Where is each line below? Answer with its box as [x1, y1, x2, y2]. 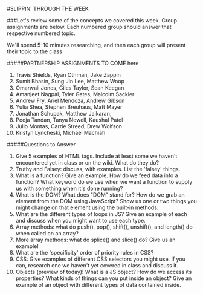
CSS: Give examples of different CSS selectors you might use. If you [15, 255, 186, 263]
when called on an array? [15, 230, 79, 237]
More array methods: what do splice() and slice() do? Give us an [15, 236, 176, 243]
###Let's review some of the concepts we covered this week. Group [7, 17, 178, 24]
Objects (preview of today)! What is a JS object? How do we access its [15, 269, 192, 275]
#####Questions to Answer [7, 141, 76, 148]
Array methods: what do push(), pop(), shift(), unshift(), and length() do [15, 223, 193, 230]
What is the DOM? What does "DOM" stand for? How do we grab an [15, 191, 185, 198]
